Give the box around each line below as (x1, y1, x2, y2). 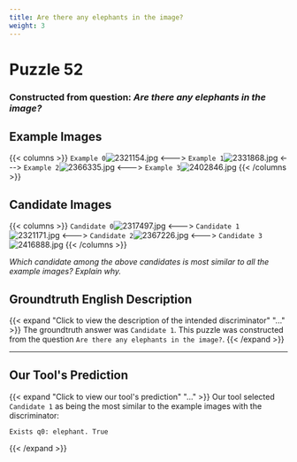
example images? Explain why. (9, 266, 122, 277)
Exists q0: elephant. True (9, 427, 109, 436)
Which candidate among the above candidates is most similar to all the (9, 257, 270, 267)
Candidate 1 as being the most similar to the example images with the (9, 400, 263, 412)
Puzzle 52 (9, 59, 84, 80)
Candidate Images (9, 196, 112, 212)
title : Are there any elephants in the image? (9, 12, 184, 22)
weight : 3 (9, 21, 46, 30)
